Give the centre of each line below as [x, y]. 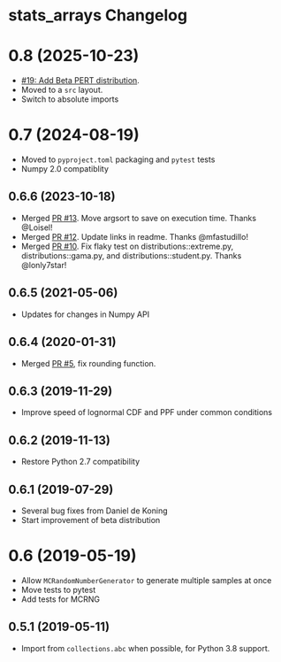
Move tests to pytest [58, 589]
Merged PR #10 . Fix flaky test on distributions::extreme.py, [127, 246]
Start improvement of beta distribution [91, 520]
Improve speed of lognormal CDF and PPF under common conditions [147, 412]
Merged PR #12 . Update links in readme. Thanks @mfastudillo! [135, 236]
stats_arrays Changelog [98, 15]
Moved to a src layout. [62, 90]
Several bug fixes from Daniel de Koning [95, 511]
